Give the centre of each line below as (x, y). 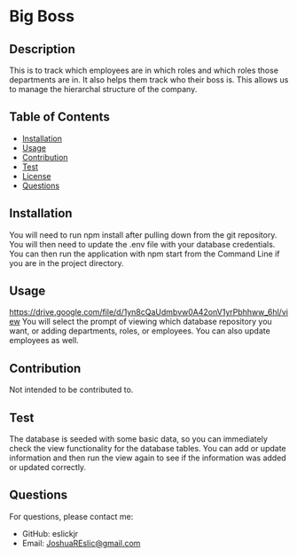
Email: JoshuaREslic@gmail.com (81, 543)
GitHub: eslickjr (50, 533)
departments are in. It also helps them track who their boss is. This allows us (149, 80)
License (36, 176)
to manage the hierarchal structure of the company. (103, 89)
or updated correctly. (48, 467)
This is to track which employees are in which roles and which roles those (144, 70)
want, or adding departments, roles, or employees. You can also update (140, 331)
